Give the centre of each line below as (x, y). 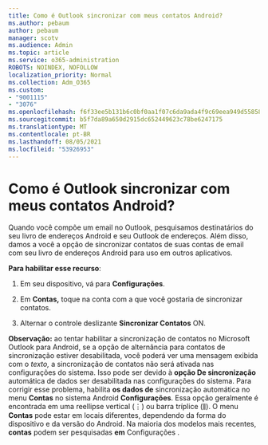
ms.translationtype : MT (48, 127)
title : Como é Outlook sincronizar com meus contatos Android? (116, 16)
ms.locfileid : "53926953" (51, 149)
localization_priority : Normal (60, 75)
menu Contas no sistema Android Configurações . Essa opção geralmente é (134, 398)
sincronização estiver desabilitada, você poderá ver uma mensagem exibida (133, 356)
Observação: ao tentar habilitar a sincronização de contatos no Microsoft (129, 339)
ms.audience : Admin (41, 45)
